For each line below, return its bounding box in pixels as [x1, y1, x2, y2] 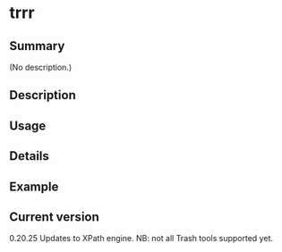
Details [9, 148, 49, 164]
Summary [9, 38, 65, 54]
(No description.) [9, 62, 73, 72]
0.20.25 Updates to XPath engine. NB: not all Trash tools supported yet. [9, 233, 273, 244]
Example [9, 179, 59, 194]
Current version [9, 209, 100, 224]
